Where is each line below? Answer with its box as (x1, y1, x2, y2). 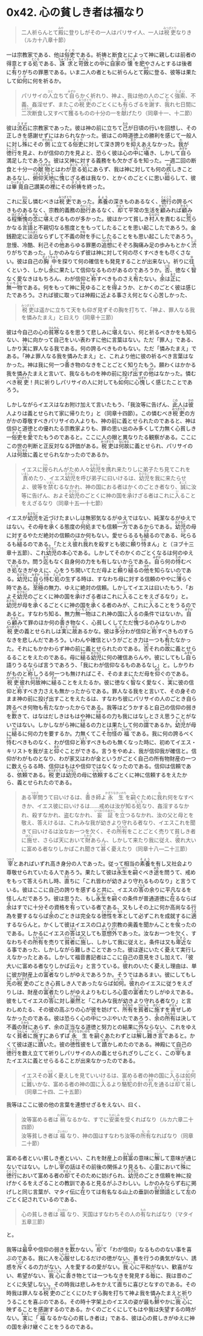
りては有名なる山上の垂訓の (85, 1188, 155, 1195)
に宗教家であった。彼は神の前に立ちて (27, 124, 123, 131)
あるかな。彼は (77, 627, 115, 634)
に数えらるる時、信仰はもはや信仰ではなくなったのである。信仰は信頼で (6, 762, 186, 770)
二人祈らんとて (21, 29, 59, 36)
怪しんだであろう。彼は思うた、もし (6, 895, 97, 902)
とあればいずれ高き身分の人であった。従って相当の (13, 859, 140, 867)
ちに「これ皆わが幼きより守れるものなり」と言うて (69, 877, 197, 884)
